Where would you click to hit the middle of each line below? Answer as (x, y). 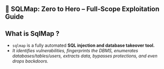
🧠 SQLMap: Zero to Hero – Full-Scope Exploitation (82, 9)
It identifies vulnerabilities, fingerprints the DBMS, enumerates (75, 51)
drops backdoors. (30, 61)
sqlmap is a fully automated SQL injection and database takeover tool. (83, 45)
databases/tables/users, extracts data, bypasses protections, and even (85, 56)
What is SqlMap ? (32, 33)
